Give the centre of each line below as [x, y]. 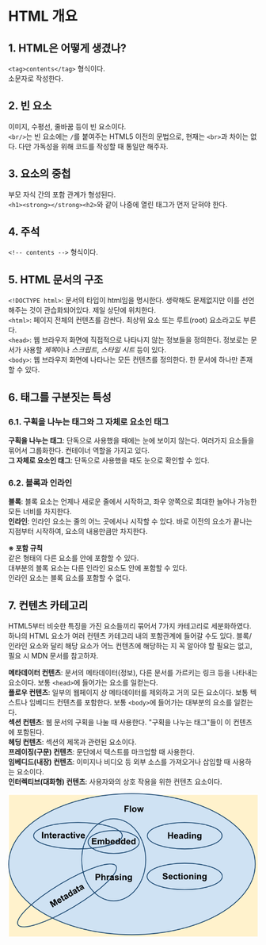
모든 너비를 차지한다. [40, 512]
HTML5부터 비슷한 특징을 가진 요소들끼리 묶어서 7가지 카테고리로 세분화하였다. [130, 626]
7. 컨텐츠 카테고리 [48, 605]
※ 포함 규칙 [26, 548]
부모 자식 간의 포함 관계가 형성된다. [62, 194]
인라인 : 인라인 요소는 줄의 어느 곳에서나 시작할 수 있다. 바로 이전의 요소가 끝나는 [131, 521]
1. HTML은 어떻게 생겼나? [67, 48]
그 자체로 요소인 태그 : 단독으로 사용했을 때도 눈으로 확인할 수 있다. [109, 460]
